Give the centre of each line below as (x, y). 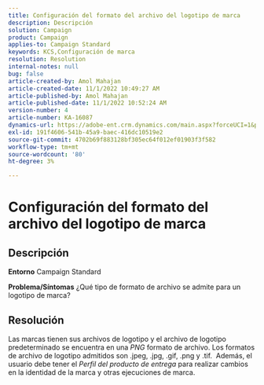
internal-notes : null (44, 67)
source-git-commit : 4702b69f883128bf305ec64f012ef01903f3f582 (112, 139)
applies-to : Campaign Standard (59, 45)
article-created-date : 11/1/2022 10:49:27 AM (84, 88)
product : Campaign (38, 37)
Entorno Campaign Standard (55, 272)
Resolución (36, 320)
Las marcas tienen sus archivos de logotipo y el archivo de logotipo (117, 339)
